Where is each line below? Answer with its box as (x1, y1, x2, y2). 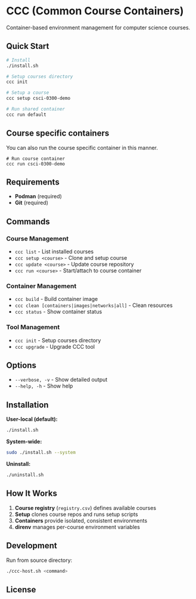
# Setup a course (6, 90, 49, 96)
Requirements (6, 177, 60, 187)
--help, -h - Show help (14, 382, 73, 389)
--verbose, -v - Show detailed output (14, 376, 108, 383)
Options (6, 360, 37, 371)
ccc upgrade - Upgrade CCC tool (14, 343, 95, 350)
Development (6, 540, 58, 551)
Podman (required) (14, 193, 63, 200)
